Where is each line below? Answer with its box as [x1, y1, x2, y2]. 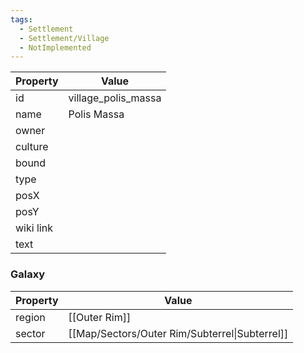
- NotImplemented [19, 42, 92, 53]
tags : [10, 14, 33, 25]
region [15, 310, 46, 324]
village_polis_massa [68, 91, 162, 105]
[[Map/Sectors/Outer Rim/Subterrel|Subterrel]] [68, 326, 289, 340]
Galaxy [10, 267, 46, 281]
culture [15, 140, 49, 154]
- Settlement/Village [19, 33, 110, 43]
